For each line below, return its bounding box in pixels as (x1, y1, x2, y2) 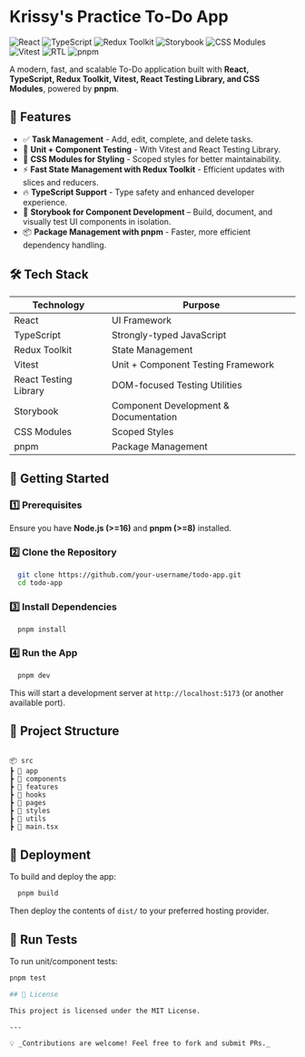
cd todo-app (17, 579, 64, 588)
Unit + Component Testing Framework (112, 357, 275, 370)
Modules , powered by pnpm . (9, 83, 120, 94)
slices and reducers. (22, 176, 100, 187)
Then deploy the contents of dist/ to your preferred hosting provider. (9, 905, 270, 916)
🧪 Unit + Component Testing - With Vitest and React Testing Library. (22, 144, 281, 155)
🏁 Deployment (9, 847, 91, 862)
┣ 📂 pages (9, 799, 47, 808)
